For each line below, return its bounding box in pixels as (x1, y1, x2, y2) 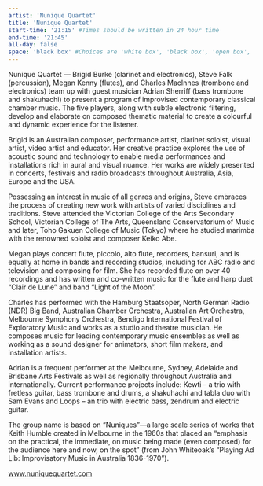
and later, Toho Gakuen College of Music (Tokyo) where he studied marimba (8, 226, 255, 234)
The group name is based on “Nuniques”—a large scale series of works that (8, 420, 254, 429)
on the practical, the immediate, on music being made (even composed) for (8, 437, 252, 446)
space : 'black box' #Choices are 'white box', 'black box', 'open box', (8, 48, 251, 56)
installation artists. (8, 348, 68, 357)
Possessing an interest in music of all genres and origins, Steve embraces (8, 192, 247, 201)
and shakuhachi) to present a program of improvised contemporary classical (8, 95, 256, 104)
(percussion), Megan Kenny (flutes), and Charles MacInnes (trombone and (8, 78, 249, 87)
